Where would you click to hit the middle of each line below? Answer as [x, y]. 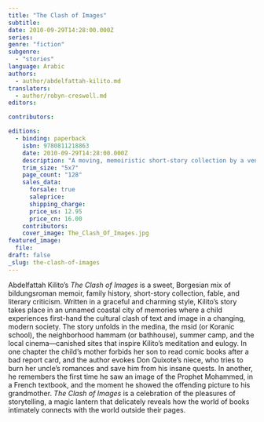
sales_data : [42, 182]
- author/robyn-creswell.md [61, 96]
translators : [29, 88]
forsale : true [52, 190]
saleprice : [47, 197]
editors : [22, 103]
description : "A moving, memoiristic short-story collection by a [133, 160]
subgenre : [24, 52]
